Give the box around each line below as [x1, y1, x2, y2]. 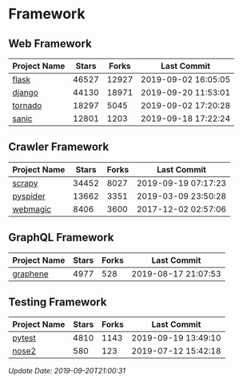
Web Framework [8, 37, 92, 50]
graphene [12, 268, 50, 279]
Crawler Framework [8, 140, 110, 154]
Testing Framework [8, 296, 107, 309]
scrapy [12, 177, 38, 188]
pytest [12, 333, 36, 344]
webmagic [12, 204, 52, 215]
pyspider [12, 190, 46, 201]
